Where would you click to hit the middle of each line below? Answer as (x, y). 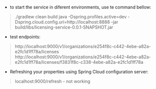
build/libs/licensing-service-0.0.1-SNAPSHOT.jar (64, 27)
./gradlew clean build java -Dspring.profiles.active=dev (71, 17)
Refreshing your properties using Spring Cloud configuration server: (79, 72)
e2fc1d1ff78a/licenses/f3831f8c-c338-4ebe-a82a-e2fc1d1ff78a (79, 62)
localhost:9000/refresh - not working (52, 81)
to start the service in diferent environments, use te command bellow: (80, 7)
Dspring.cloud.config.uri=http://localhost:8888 (62, 22)
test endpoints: (25, 37)
